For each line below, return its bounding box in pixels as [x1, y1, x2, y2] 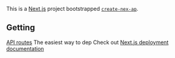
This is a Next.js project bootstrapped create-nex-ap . [6, 5, 139, 12]
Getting [6, 22, 35, 33]
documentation [6, 45, 44, 52]
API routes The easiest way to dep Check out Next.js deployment [6, 39, 169, 46]
